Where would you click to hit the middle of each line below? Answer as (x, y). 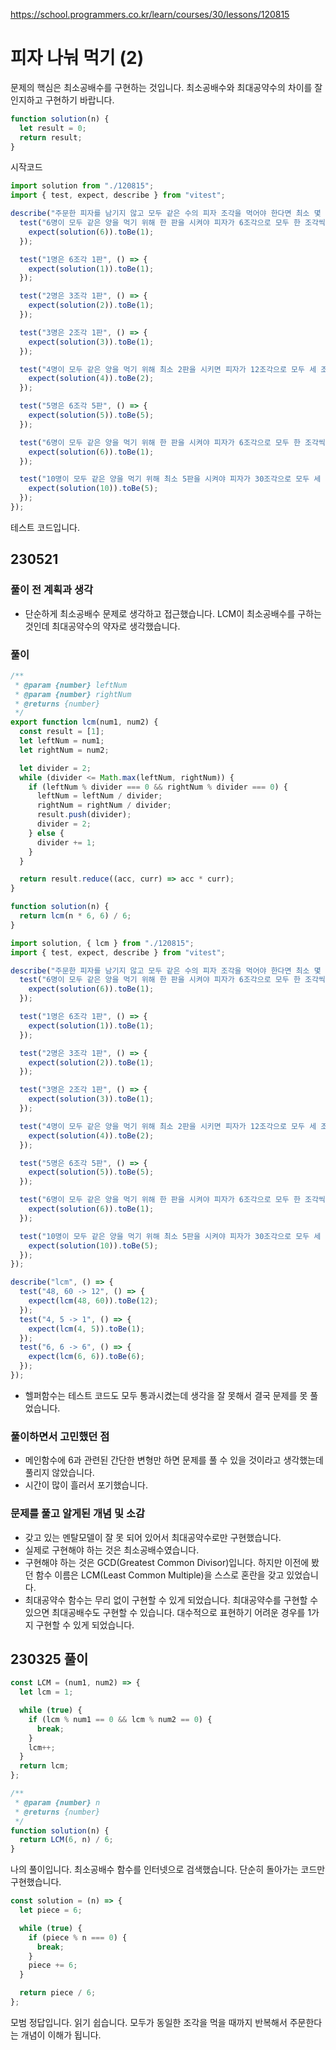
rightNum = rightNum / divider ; (104, 805)
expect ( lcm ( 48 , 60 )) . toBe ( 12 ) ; (93, 1301)
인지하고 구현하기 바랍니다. (62, 100)
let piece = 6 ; (51, 1910)
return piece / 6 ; (58, 1993)
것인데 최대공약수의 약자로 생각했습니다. (102, 626)
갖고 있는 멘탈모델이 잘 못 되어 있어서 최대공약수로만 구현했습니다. (153, 1537)
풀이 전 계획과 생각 (52, 590)
